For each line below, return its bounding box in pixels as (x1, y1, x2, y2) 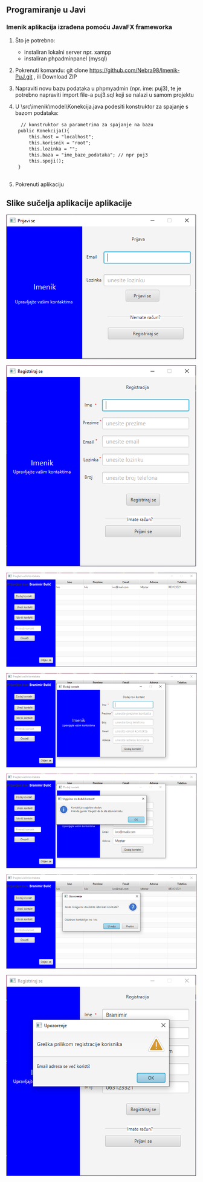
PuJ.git (14, 73, 33, 80)
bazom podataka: (14, 109, 59, 117)
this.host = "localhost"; (28, 134, 94, 140)
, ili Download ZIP (34, 73, 77, 80)
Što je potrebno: (14, 36, 56, 44)
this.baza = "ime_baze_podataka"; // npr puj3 (28, 152, 148, 158)
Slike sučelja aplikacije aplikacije (6, 198, 132, 208)
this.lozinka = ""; (28, 146, 78, 152)
